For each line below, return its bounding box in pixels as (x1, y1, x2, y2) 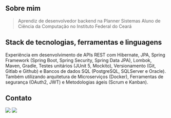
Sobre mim (5, 4, 41, 13)
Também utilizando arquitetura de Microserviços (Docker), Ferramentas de (5, 73, 163, 80)
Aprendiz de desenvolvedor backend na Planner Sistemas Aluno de (17, 17, 161, 24)
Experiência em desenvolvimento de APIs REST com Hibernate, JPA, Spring (5, 51, 165, 58)
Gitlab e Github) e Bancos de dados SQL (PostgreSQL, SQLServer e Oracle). (5, 68, 166, 74)
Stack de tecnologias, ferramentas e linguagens (5, 38, 162, 47)
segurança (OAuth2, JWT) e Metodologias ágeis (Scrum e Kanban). (5, 79, 148, 85)
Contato (5, 94, 32, 103)
